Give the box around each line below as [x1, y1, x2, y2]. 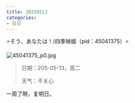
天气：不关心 [21, 77, 54, 85]
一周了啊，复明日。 [6, 90, 55, 98]
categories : [6, 15, 37, 21]
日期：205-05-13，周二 [21, 65, 81, 72]
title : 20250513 [6, 9, 48, 15]
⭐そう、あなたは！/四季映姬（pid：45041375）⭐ [6, 38, 130, 45]
